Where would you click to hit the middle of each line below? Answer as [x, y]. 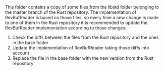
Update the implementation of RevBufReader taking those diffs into [81, 48]
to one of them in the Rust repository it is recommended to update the [76, 23]
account [21, 53]
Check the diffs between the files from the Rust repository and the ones [85, 37]
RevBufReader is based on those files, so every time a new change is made [82, 17]
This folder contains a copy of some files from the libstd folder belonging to [82, 7]
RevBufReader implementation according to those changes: [66, 28]
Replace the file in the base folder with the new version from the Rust [83, 58]
